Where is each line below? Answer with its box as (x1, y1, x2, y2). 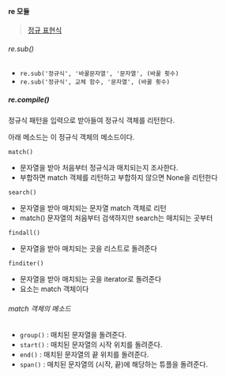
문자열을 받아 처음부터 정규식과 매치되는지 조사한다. (19, 163, 179, 173)
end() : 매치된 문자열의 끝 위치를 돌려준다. (19, 349, 149, 359)
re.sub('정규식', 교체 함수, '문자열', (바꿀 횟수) (19, 78, 171, 86)
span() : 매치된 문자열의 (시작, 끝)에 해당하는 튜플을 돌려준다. (19, 359, 208, 369)
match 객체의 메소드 (8, 304, 71, 313)
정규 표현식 (27, 25, 62, 35)
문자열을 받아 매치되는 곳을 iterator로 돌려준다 (19, 274, 162, 284)
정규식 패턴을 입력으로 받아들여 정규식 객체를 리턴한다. (8, 116, 175, 125)
